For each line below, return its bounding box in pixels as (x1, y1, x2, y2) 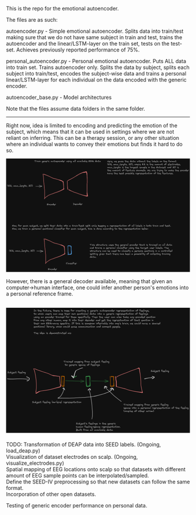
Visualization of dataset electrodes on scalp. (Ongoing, (6, 453, 138, 460)
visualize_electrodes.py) (6, 459, 64, 466)
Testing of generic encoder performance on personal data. (6, 502, 148, 509)
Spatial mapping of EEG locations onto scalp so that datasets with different (6, 465, 185, 473)
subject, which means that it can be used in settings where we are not (6, 128, 174, 135)
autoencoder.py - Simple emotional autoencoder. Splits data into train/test (6, 28, 184, 35)
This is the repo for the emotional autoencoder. (6, 5, 119, 12)
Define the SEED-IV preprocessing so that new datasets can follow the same (6, 478, 190, 485)
